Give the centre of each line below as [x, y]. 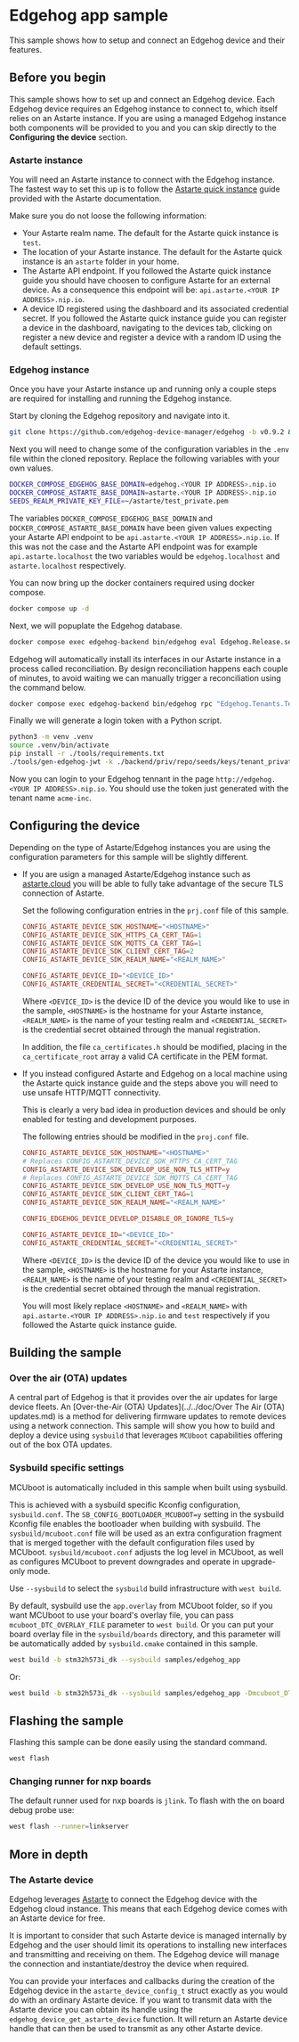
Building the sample [65, 1353]
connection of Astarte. [63, 893]
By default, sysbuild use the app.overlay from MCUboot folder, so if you [141, 1605]
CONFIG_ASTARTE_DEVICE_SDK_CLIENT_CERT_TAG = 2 [108, 951]
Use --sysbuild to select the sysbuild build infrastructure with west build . [145, 1588]
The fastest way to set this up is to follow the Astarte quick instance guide [145, 189]
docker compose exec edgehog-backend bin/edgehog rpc [111, 704]
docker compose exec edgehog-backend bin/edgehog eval [113, 642]
